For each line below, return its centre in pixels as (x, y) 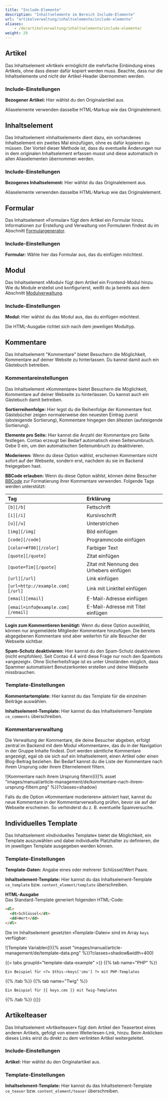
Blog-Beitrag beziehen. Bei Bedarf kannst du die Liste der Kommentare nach (84, 762)
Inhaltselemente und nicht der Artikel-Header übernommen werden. (75, 76)
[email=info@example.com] (38, 607)
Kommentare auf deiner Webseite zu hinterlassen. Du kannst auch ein (77, 394)
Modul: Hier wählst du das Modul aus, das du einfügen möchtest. (73, 317)
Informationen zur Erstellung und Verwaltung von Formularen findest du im (82, 225)
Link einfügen (103, 578)
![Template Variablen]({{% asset (38, 947)
